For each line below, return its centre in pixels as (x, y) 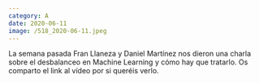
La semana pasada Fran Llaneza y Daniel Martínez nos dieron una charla (130, 54)
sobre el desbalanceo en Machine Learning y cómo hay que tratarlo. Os (128, 62)
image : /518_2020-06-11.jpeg (58, 31)
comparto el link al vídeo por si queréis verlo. (84, 71)
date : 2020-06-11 (38, 23)
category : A (28, 16)
